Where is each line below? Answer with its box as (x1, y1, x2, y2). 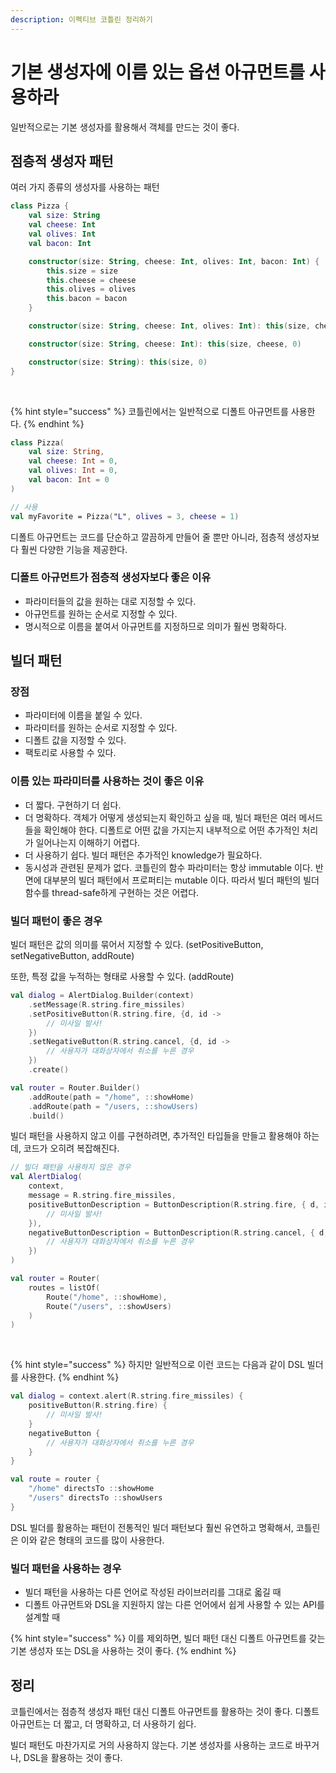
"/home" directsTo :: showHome (28, 1484, 155, 1494)
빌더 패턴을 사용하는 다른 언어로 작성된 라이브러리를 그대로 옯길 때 (24, 1586, 282, 1598)
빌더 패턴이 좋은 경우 (10, 914, 103, 928)
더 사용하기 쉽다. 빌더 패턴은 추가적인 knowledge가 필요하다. (24, 849, 263, 861)
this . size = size (46, 266, 118, 276)
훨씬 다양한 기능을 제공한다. (20, 543, 128, 555)
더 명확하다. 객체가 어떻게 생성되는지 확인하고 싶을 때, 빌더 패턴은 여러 (24, 811, 297, 823)
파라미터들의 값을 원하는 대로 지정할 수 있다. (24, 595, 197, 607)
